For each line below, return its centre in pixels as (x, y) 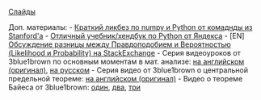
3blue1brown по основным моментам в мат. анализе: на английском (126, 61)
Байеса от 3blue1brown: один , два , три (75, 87)
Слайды (22, 12)
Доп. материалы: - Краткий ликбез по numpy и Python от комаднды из (130, 27)
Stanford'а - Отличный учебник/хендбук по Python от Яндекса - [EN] (126, 36)
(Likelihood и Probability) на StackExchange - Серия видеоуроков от (124, 53)
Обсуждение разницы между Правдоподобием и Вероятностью (120, 44)
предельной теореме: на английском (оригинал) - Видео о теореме (126, 79)
